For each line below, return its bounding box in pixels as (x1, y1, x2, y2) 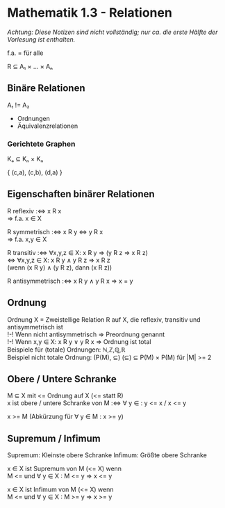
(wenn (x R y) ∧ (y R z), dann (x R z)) (7, 263, 112, 272)
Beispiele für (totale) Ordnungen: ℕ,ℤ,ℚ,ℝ (7, 345, 126, 354)
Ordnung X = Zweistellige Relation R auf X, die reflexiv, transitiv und (7, 315, 201, 324)
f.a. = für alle (7, 49, 44, 57)
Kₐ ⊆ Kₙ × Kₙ (7, 155, 44, 163)
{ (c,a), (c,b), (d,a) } (7, 168, 62, 177)
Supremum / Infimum (7, 432, 101, 444)
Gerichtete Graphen (7, 139, 76, 149)
